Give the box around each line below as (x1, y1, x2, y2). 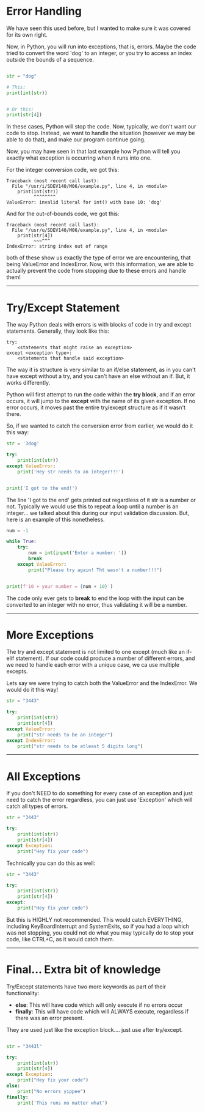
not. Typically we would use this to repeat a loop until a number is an (6, 503, 179, 510)
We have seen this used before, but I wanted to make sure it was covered (6, 24, 191, 32)
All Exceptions (6, 769, 81, 784)
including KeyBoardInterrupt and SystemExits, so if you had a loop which (6, 922, 189, 930)
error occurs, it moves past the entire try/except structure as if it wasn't (6, 404, 186, 411)
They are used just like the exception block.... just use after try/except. (6, 1026, 183, 1033)
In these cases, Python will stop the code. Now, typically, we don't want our (6, 123, 196, 130)
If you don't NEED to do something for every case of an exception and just (6, 790, 193, 797)
